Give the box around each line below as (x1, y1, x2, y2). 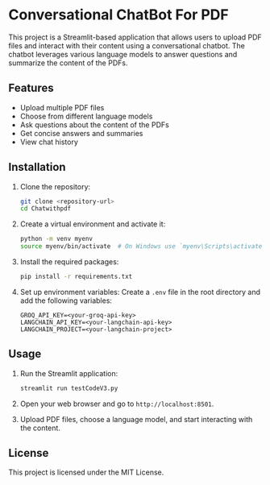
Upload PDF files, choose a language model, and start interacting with (19, 414, 253, 424)
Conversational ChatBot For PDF (8, 6, 229, 24)
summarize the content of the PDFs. (8, 58, 128, 68)
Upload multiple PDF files (19, 102, 105, 112)
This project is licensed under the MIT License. (8, 467, 164, 477)
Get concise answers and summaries (19, 128, 143, 138)
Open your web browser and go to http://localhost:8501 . (19, 399, 214, 408)
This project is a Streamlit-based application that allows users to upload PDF (8, 32, 262, 42)
